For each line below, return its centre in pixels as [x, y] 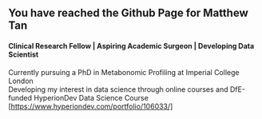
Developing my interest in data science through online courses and [119, 89]
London [21, 81]
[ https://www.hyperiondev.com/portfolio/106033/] [91, 106]
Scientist [24, 54]
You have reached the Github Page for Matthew [129, 13]
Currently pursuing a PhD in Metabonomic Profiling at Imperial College [124, 72]
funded [20, 97]
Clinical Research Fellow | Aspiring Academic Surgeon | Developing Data [131, 46]
